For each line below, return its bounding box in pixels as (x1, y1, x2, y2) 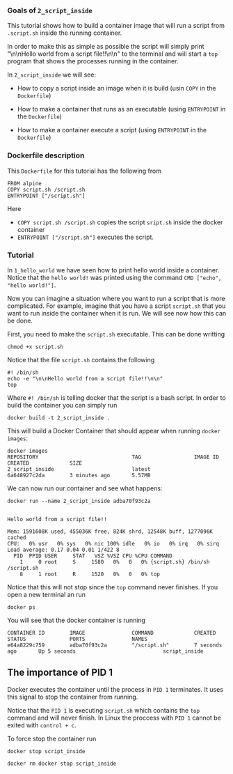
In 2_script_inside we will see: (7, 70, 96, 79)
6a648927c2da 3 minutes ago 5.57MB (7, 472, 151, 479)
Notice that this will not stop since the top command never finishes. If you (7, 582, 218, 591)
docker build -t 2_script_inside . (7, 414, 111, 421)
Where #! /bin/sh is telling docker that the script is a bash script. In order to (7, 393, 226, 402)
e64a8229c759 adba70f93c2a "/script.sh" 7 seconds (7, 642, 223, 649)
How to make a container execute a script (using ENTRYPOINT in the (17, 126, 207, 134)
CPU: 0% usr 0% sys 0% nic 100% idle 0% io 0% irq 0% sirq (7, 540, 219, 547)
